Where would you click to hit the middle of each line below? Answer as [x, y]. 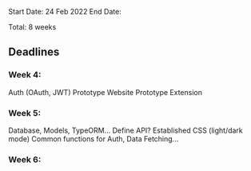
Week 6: [25, 159]
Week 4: [25, 75]
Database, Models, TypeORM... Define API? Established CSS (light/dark [126, 130]
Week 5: [25, 113]
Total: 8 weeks [32, 27]
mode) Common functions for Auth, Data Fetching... [94, 138]
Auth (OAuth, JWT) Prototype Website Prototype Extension [105, 92]
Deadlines [34, 52]
